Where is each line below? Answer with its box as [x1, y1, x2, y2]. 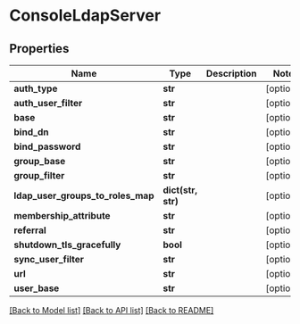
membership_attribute [13, 210, 111, 221]
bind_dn [13, 126, 49, 138]
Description [205, 68, 257, 79]
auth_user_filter [13, 97, 83, 109]
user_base [13, 282, 60, 295]
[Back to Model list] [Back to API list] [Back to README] [9, 305, 214, 315]
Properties [9, 41, 70, 56]
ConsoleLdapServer [9, 5, 162, 26]
